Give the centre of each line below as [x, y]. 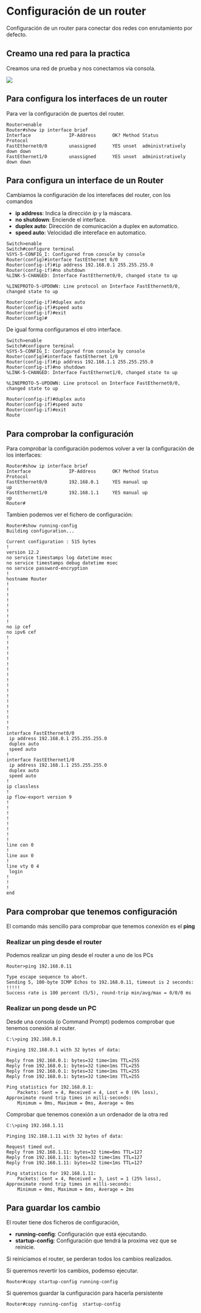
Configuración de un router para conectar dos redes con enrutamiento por [100, 28]
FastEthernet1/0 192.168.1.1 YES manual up [77, 493]
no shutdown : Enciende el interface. [61, 220]
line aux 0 [20, 856]
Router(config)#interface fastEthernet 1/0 [62, 357]
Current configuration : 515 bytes [51, 542]
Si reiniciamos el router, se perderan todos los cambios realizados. [90, 1259]
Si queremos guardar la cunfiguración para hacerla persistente [85, 1293]
